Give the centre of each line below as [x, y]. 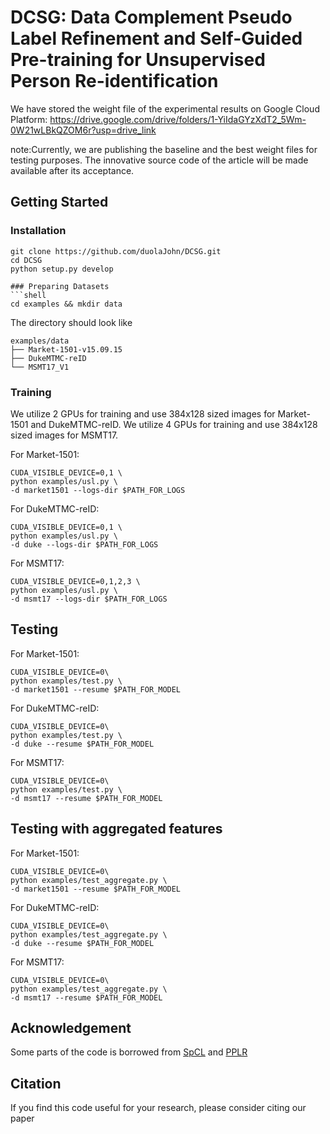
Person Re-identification [114, 81]
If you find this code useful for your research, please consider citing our [158, 1108]
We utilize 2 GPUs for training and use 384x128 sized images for [143, 413]
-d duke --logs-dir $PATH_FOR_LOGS [84, 544]
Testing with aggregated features [116, 829]
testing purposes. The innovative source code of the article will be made [159, 160]
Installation [38, 231]
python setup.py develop [62, 269]
